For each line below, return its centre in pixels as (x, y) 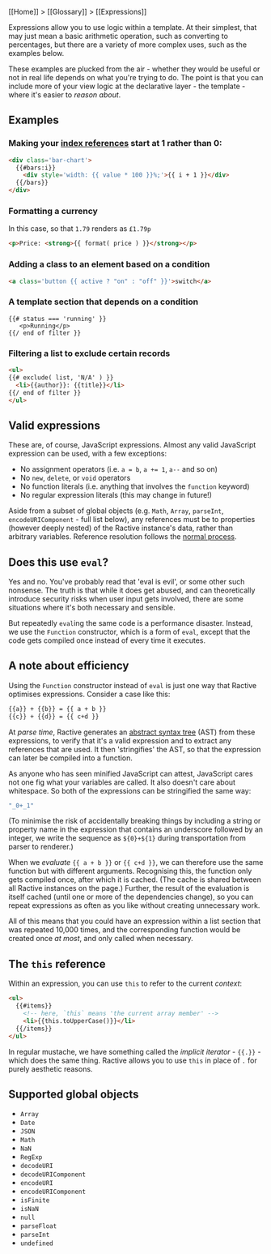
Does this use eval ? (59, 562)
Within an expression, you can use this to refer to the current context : (125, 983)
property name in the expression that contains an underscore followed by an (136, 829)
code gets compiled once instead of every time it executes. (107, 640)
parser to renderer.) (41, 847)
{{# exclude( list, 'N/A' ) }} (61, 377)
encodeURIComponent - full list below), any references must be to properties (132, 520)
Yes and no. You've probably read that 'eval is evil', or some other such (127, 582)
